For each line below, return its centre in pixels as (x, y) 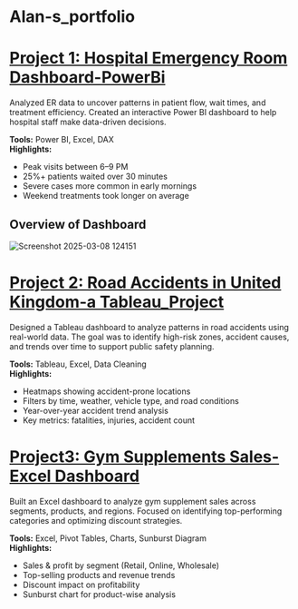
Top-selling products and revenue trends (99, 575)
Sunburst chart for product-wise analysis (99, 594)
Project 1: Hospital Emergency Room (149, 59)
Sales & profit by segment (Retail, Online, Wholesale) (121, 565)
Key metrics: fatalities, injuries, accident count (109, 420)
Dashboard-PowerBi (87, 78)
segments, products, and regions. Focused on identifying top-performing (146, 511)
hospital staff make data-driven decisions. (88, 122)
